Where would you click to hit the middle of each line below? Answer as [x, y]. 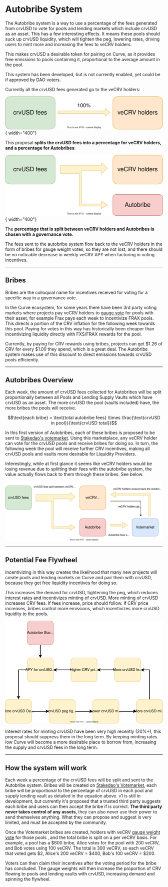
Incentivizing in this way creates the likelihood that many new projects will [81, 572]
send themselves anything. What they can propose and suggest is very [78, 817]
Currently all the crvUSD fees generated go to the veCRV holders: [73, 89]
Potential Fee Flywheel [41, 560]
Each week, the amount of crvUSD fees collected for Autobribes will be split [83, 392]
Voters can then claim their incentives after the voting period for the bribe [81, 863]
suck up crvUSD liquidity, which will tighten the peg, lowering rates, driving [82, 39]
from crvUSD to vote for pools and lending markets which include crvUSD [81, 28]
